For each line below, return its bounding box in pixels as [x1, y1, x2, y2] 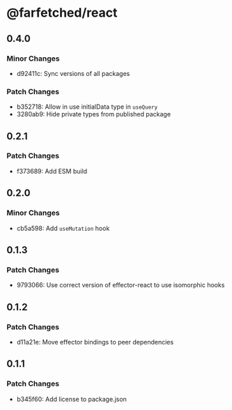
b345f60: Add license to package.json [16, 395, 127, 403]
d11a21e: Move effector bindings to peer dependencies [16, 337, 174, 346]
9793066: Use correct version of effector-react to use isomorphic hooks [16, 281, 225, 289]
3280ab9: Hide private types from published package [16, 110, 171, 119]
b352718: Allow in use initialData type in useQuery [16, 102, 158, 111]
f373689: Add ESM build [16, 167, 88, 175]
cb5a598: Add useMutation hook [16, 224, 110, 232]
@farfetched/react [6, 5, 118, 21]
